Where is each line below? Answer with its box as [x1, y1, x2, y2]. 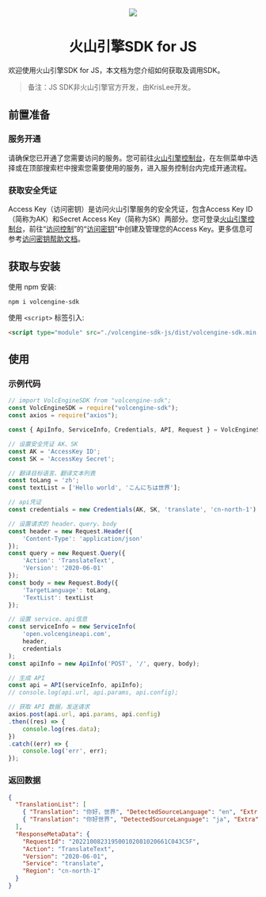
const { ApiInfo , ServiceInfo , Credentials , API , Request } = [8, 426, 218, 434]
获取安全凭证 [8, 185, 58, 196]
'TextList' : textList [22, 593, 93, 602]
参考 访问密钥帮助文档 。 [8, 234, 85, 243]
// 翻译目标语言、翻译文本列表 [8, 469, 97, 477]
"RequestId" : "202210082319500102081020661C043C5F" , [22, 838, 200, 845]
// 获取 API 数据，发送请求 [8, 703, 90, 711]
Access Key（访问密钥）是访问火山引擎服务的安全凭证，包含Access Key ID [8, 205, 253, 214]
